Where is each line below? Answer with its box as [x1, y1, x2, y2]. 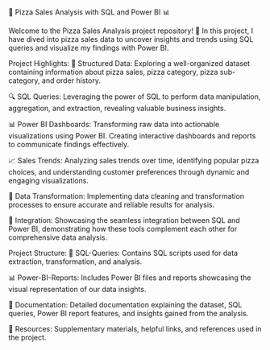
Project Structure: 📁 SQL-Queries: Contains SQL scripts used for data [8, 249, 239, 257]
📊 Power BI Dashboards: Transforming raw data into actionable [8, 120, 220, 129]
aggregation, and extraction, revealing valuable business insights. [8, 104, 226, 113]
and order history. [41, 76, 101, 85]
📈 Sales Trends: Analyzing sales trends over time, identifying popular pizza [8, 156, 260, 165]
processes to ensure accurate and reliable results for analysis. [8, 200, 215, 209]
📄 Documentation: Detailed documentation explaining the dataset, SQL [8, 300, 243, 309]
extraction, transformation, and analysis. [8, 257, 143, 266]
